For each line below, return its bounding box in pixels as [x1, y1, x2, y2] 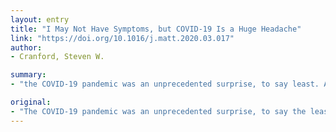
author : [10, 42, 43, 53]
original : [10, 97, 52, 107]
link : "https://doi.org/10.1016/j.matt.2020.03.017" [10, 33, 235, 43]
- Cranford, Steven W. [10, 52, 105, 62]
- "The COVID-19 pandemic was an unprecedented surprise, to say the [10, 106, 307, 116]
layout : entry [10, 14, 70, 25]
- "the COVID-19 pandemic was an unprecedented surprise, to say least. [10, 79, 320, 90]
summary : [10, 70, 47, 80]
